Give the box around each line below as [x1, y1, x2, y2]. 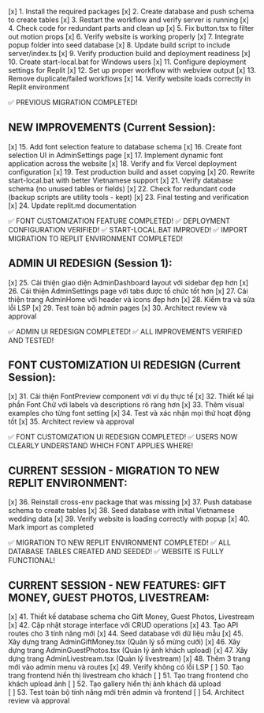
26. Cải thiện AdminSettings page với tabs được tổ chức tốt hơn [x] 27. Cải [8, 286, 248, 296]
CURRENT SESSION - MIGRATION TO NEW [8, 464, 221, 477]
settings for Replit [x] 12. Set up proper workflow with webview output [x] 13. [8, 66, 257, 74]
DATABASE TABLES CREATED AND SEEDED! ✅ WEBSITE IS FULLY [8, 547, 225, 556]
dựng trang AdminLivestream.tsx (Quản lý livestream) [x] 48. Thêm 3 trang [8, 654, 251, 663]
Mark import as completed [8, 522, 95, 532]
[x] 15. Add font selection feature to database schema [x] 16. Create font [8, 141, 243, 151]
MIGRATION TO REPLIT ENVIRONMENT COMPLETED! [8, 233, 184, 243]
